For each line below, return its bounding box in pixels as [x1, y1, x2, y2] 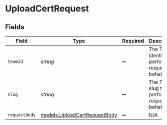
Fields [5, 23, 25, 31]
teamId [7, 59, 23, 64]
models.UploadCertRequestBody [40, 112, 118, 118]
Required [122, 38, 144, 44]
